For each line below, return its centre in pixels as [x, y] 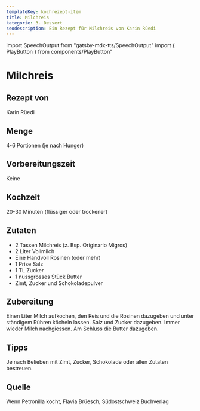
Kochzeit [23, 197]
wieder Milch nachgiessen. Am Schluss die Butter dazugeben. [82, 329]
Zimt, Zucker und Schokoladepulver [59, 283]
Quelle [19, 387]
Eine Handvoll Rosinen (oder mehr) [58, 257]
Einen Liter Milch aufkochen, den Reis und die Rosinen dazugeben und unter [100, 316]
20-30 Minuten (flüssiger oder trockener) [57, 211]
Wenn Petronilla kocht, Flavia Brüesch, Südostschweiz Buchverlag [87, 401]
